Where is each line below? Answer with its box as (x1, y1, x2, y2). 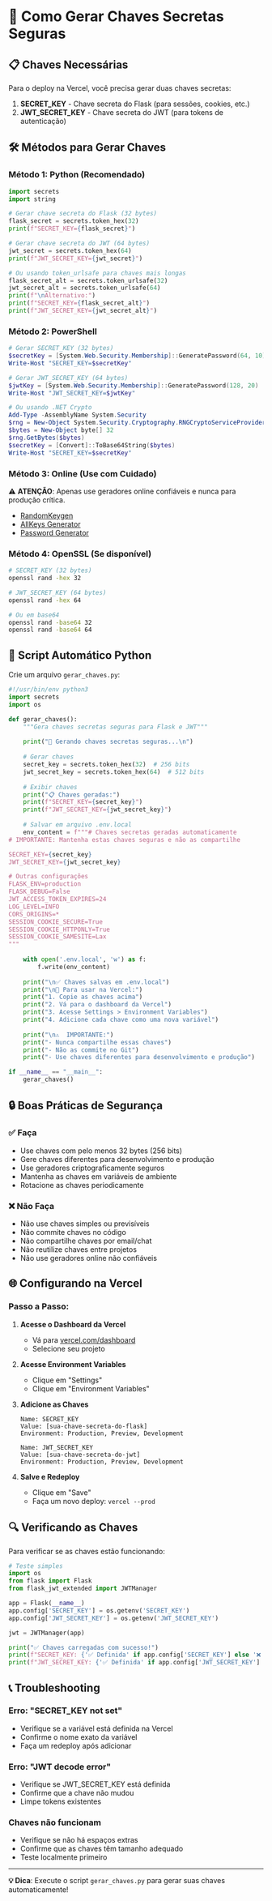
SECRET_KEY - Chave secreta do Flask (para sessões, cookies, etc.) (19, 99, 250, 109)
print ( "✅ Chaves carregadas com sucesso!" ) (8, 1643, 159, 1651)
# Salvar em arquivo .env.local (23, 821, 132, 829)
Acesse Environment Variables (19, 1359, 127, 1369)
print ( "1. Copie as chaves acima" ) (23, 993, 143, 1002)
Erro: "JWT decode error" (8, 1761, 112, 1772)
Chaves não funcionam (8, 1817, 101, 1828)
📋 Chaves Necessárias (8, 58, 129, 71)
